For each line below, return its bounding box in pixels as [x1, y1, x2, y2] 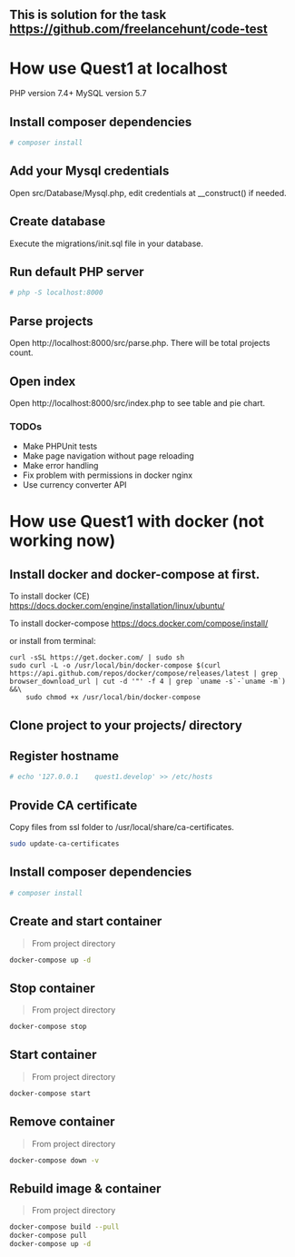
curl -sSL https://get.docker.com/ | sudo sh [9, 653, 184, 662]
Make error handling [22, 460, 99, 471]
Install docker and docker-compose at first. [9, 567, 261, 582]
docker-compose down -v [9, 1155, 100, 1165]
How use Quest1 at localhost [9, 58, 229, 78]
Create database [9, 213, 106, 230]
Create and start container [9, 914, 162, 929]
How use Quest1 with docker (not [9, 511, 265, 532]
